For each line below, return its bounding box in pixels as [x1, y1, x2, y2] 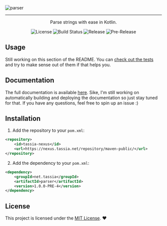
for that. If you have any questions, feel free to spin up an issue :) [5, 100, 139, 106]
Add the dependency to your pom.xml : [12, 160, 89, 166]
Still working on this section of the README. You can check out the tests [5, 56, 154, 62]
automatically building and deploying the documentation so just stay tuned [5, 95, 158, 101]
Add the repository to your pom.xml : [12, 127, 84, 133]
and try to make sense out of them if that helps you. [5, 62, 111, 68]
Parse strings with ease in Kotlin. [50, 19, 117, 25]
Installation [5, 114, 41, 123]
